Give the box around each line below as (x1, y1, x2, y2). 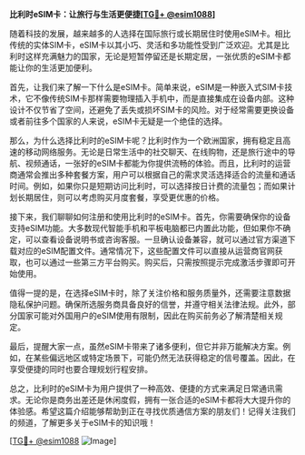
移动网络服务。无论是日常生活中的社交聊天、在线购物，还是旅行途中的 (25, 147, 288, 157)
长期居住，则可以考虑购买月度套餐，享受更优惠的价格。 (16, 192, 224, 203)
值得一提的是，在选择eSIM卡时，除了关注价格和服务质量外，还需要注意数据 (9, 288, 291, 298)
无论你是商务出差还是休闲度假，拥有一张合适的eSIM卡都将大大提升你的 (25, 395, 291, 405)
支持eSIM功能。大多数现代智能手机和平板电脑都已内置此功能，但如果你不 (9, 223, 283, 233)
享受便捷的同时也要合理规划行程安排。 (9, 364, 152, 374)
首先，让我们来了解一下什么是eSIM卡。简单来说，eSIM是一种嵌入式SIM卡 (9, 82, 285, 92)
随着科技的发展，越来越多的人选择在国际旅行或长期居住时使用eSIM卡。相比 (9, 28, 291, 39)
